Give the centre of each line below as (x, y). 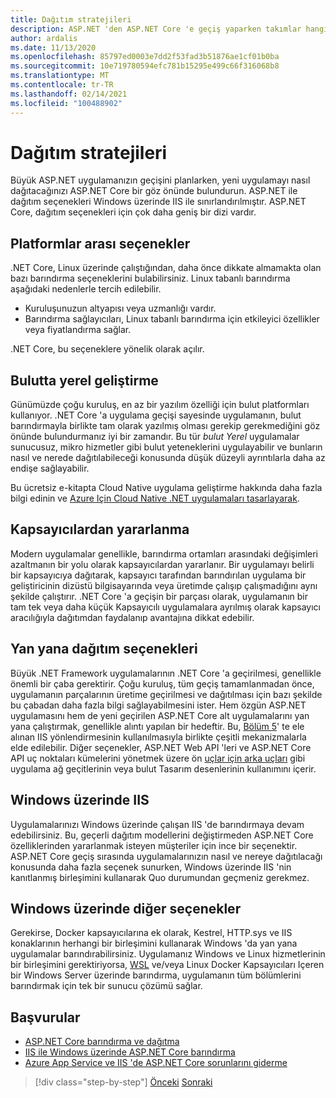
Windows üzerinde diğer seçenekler (126, 908)
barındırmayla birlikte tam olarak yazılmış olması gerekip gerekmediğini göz (165, 426)
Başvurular (45, 1017)
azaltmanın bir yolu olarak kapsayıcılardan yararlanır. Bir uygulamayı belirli (162, 564)
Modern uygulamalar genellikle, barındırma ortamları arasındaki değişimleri (164, 553)
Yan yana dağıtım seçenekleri (104, 649)
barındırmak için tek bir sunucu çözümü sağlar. (106, 986)
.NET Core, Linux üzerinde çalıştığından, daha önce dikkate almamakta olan (166, 268)
